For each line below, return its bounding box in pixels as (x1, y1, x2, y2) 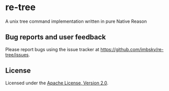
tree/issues (5, 52, 29, 58)
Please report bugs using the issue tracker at (5, 46, 100, 52)
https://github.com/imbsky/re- (100, 46, 164, 52)
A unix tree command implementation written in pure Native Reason (5, 18, 147, 24)
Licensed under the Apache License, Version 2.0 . (5, 80, 108, 86)
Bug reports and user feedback (5, 33, 106, 41)
